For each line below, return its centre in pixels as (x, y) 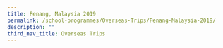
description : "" (31, 27)
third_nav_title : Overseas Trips (56, 34)
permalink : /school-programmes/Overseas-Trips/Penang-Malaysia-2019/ (112, 20)
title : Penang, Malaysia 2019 (52, 14)
